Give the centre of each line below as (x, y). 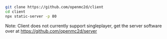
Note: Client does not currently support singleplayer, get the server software (83, 26)
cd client (15, 12)
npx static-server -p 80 (31, 16)
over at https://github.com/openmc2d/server (51, 31)
